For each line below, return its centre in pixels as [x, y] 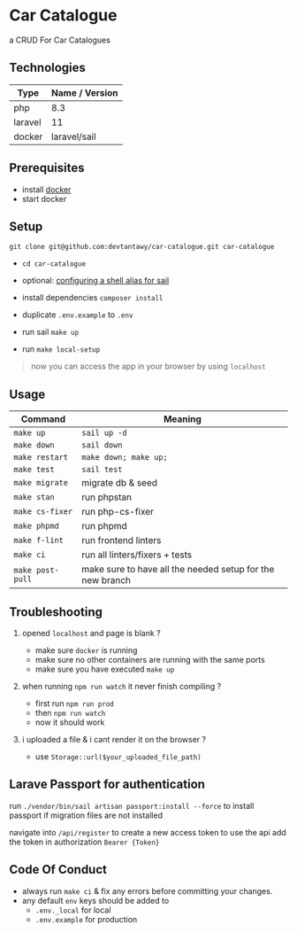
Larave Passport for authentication [107, 785]
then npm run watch [70, 713]
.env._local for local [73, 910]
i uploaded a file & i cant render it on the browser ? [114, 739]
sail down [102, 445]
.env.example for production [86, 919]
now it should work [70, 722]
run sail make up [50, 332]
